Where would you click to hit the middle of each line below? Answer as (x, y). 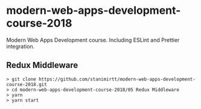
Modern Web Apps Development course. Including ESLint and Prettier (93, 40)
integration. (21, 46)
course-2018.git (27, 84)
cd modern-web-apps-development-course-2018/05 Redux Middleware (96, 90)
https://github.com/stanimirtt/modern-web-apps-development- (117, 79)
